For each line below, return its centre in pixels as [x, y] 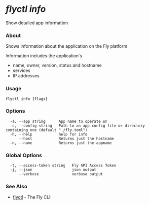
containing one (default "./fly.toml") [47, 130]
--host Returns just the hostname [66, 138]
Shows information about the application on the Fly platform [67, 46]
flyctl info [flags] [27, 99]
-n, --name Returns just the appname [61, 143]
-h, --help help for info [49, 134]
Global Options [24, 155]
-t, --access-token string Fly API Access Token [63, 166]
